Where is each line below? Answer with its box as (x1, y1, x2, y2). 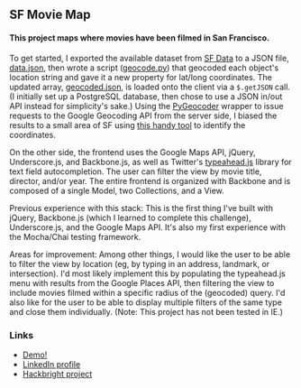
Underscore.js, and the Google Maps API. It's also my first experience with (9, 221, 287, 233)
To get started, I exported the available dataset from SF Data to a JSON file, (9, 52, 290, 63)
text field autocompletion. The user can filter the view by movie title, (9, 166, 262, 177)
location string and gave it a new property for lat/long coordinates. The (9, 71, 272, 82)
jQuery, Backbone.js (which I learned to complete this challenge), (9, 212, 251, 223)
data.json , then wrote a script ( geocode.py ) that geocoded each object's (9, 62, 279, 73)
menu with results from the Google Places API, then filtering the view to (9, 277, 275, 288)
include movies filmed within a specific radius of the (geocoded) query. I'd (9, 287, 286, 298)
